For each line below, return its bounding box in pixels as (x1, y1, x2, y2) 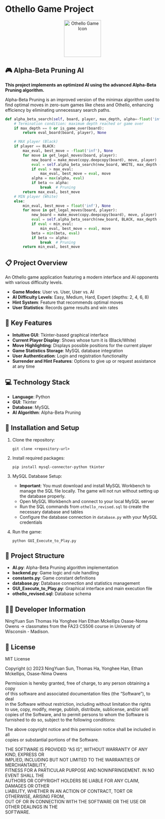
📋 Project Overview (5, 258, 68, 267)
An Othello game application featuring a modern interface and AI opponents (5, 274, 159, 280)
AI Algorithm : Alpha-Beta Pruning (12, 409, 81, 415)
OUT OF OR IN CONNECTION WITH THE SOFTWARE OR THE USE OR (5, 798, 146, 804)
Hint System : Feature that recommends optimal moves (12, 299, 124, 306)
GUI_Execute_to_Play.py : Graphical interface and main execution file (12, 586, 153, 592)
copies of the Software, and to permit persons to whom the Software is (5, 711, 149, 717)
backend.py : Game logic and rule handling (12, 570, 99, 576)
